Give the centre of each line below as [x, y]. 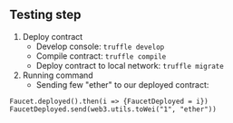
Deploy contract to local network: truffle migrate [130, 65]
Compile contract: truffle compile [101, 56]
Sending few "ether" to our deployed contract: [122, 84]
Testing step [45, 15]
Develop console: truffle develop [100, 46]
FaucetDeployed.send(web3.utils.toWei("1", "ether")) [113, 109]
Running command [58, 75]
